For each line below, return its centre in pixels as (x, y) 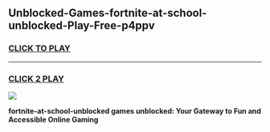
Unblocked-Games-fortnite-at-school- (108, 13)
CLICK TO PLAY (39, 49)
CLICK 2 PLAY (36, 78)
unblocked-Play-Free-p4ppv (82, 26)
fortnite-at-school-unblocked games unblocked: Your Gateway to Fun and (135, 110)
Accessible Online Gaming (53, 119)
